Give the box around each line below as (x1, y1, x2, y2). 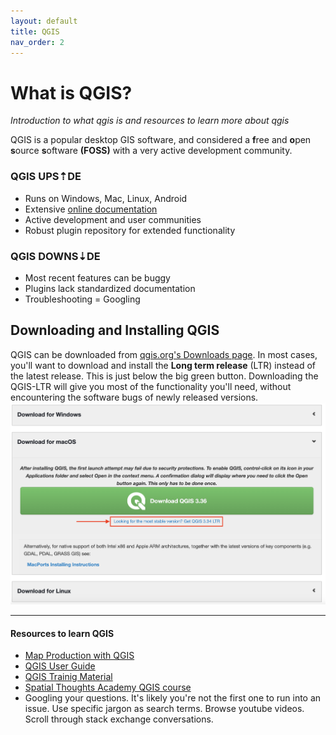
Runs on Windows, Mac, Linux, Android (24, 192, 188, 204)
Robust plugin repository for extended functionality (24, 224, 236, 236)
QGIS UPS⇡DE (10, 170, 82, 184)
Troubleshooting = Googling (24, 293, 141, 305)
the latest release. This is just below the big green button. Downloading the (10, 370, 319, 382)
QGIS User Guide (24, 660, 96, 672)
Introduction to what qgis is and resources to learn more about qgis (10, 115, 290, 127)
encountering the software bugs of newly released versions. (10, 391, 259, 403)
